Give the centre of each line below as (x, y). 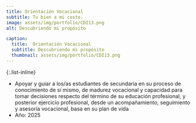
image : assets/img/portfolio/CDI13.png (55, 22)
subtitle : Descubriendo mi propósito (58, 50)
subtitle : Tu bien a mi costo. (45, 17)
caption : (17, 39)
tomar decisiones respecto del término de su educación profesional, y (100, 96)
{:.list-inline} (21, 72)
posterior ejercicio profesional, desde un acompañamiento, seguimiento (102, 102)
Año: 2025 (28, 115)
